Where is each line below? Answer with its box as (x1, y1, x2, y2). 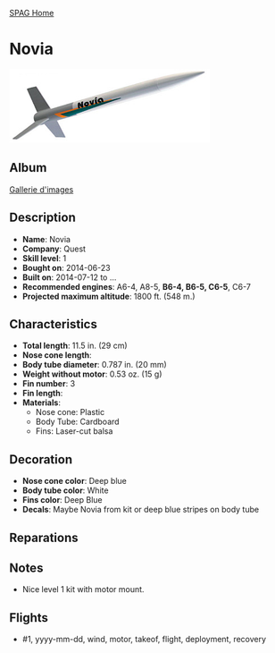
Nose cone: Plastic (35, 407, 105, 418)
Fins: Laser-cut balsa (35, 426, 113, 437)
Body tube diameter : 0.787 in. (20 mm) (21, 360, 167, 370)
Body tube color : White (21, 485, 109, 496)
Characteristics (9, 317, 98, 332)
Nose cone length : (21, 350, 92, 360)
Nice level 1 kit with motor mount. (21, 584, 145, 595)
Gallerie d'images (9, 183, 74, 195)
